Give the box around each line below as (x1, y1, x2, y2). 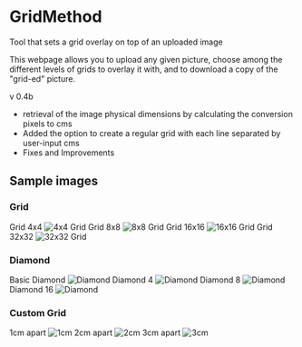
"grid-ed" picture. (9, 73, 75, 84)
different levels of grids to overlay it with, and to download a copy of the (9, 64, 278, 74)
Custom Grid (9, 306, 66, 319)
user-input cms (22, 137, 80, 148)
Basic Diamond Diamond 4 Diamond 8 (9, 274, 241, 285)
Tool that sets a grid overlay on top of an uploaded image (9, 36, 224, 47)
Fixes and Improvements (22, 147, 115, 158)
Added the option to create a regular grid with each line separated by (22, 127, 281, 138)
